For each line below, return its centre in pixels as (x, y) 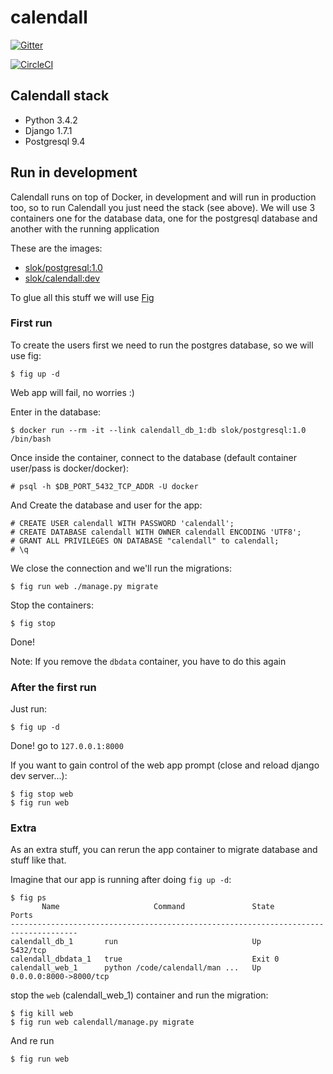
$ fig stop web (42, 794)
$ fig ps (28, 898)
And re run (32, 1041)
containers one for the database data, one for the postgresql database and (164, 218)
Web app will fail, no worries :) (72, 392)
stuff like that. (38, 860)
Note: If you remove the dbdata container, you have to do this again (148, 661)
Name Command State (158, 907)
